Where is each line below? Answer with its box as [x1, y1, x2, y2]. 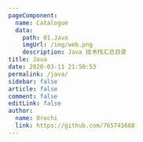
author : [8, 107, 34, 115]
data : [15, 26, 34, 34]
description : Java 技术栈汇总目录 [22, 48, 127, 56]
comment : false [8, 92, 58, 100]
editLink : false [8, 99, 61, 107]
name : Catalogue [15, 19, 68, 27]
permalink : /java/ [8, 70, 68, 78]
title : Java [8, 56, 47, 64]
